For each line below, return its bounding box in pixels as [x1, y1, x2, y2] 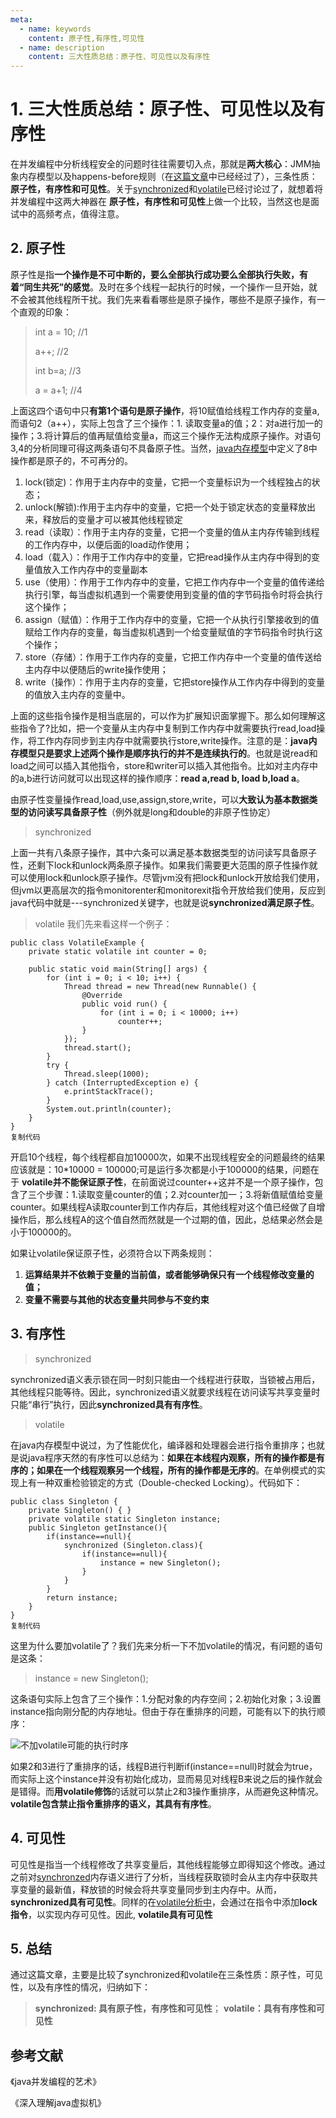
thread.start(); [63, 1042, 132, 1053]
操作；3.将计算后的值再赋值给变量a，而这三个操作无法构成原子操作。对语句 [10, 429, 322, 441]
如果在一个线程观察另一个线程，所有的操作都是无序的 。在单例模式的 [36, 1464, 317, 1476]
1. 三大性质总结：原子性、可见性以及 [10, 98, 308, 121]
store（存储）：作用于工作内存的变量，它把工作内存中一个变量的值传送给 [24, 651, 323, 663]
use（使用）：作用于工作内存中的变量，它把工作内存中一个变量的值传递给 [24, 576, 325, 588]
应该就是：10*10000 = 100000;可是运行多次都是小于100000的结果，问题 [10, 1163, 311, 1175]
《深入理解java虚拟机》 [10, 2097, 107, 2109]
